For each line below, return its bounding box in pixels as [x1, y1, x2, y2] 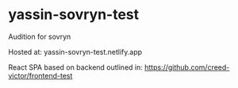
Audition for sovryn [8, 32, 71, 41]
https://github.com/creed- [144, 62, 230, 72]
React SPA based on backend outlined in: [8, 62, 143, 72]
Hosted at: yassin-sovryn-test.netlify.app [8, 47, 143, 56]
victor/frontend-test [8, 71, 73, 80]
